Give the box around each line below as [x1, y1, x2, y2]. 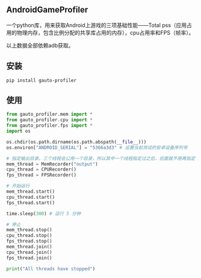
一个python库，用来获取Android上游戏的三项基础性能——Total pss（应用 [6, 21, 187, 29]
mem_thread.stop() [6, 227, 52, 233]
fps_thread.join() [6, 255, 52, 261]
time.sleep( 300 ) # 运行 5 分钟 [6, 210, 81, 217]
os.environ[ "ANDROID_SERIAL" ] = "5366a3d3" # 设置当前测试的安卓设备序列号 [6, 144, 188, 151]
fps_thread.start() [6, 199, 55, 206]
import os [6, 128, 31, 134]
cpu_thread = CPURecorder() [6, 166, 77, 173]
